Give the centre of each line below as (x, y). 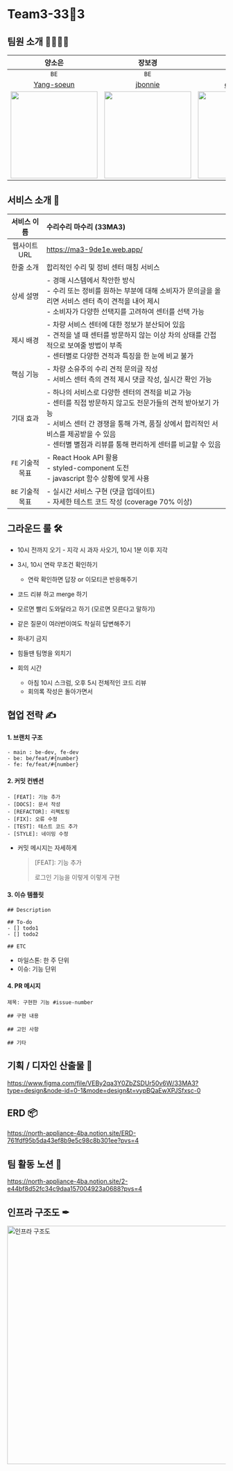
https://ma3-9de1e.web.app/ (95, 249)
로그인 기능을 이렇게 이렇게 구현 (77, 878)
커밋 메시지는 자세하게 (47, 848)
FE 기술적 (25, 463)
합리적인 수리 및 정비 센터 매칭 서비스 (103, 267)
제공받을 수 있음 (92, 434)
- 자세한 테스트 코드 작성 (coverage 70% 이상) (119, 502)
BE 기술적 (25, 491)
